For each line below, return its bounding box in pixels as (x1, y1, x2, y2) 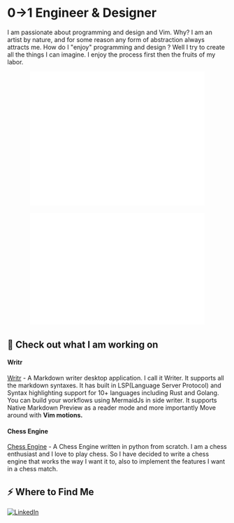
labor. (7, 57, 24, 66)
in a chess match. (7, 465, 58, 473)
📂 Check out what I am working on (7, 338, 159, 350)
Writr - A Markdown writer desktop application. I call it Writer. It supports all (7, 374, 225, 382)
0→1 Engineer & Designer (7, 5, 157, 21)
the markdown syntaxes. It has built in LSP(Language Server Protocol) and (7, 381, 221, 389)
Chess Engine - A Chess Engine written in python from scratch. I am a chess (7, 443, 227, 451)
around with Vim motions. (7, 411, 83, 420)
